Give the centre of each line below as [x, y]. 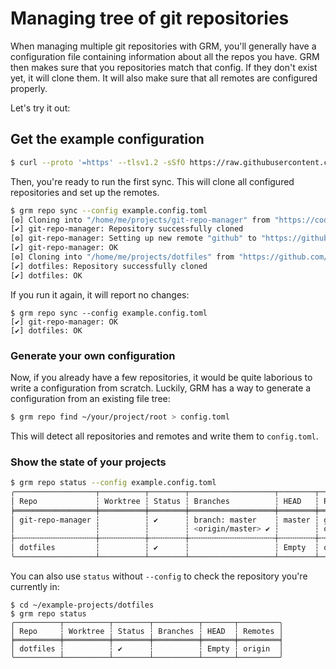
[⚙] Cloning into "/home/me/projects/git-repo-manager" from [140, 220]
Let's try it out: [40, 108]
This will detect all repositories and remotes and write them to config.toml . [164, 436]
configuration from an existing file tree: [90, 398]
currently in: [35, 586]
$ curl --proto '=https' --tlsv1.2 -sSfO [98, 162]
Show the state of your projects [88, 462]
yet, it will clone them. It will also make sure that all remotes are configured [164, 78]
